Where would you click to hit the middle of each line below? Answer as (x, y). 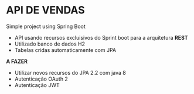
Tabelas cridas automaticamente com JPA (65, 50)
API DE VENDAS (45, 10)
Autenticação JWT (37, 85)
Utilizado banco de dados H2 (50, 44)
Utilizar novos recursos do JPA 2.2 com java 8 (70, 72)
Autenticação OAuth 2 (41, 79)
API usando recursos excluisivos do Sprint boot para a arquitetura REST (101, 37)
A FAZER (17, 61)
